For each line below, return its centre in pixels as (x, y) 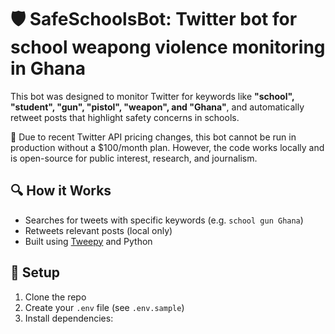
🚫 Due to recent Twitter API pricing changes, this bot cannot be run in (153, 137)
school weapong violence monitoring (168, 47)
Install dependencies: (69, 318)
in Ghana (48, 68)
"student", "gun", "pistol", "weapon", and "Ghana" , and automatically (157, 107)
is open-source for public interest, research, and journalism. (134, 158)
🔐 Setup (35, 272)
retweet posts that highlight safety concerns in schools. (125, 117)
